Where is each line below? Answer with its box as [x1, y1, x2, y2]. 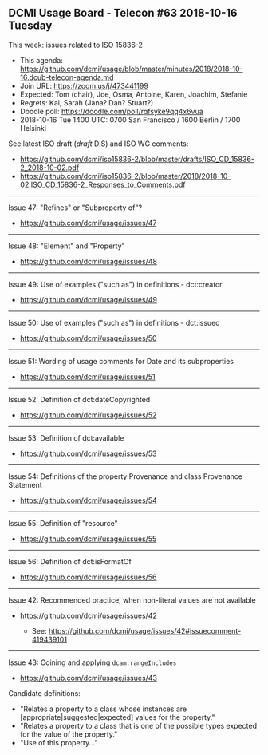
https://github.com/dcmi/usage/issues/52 [19, 410, 157, 420]
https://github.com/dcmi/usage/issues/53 [19, 449, 157, 458]
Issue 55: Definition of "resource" [8, 518, 118, 528]
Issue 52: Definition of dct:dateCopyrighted [8, 394, 151, 404]
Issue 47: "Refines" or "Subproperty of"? [8, 203, 142, 212]
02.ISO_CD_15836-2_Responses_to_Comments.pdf [19, 180, 186, 189]
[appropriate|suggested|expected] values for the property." [19, 712, 215, 721]
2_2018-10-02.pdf [19, 163, 80, 172]
